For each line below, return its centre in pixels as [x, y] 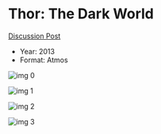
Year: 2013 [37, 51]
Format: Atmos [44, 60]
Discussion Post [34, 36]
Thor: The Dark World [81, 14]
